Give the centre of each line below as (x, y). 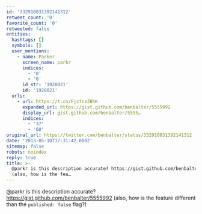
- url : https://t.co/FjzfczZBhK (57, 101)
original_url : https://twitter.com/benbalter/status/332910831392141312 (99, 135)
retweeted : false (28, 29)
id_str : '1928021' (45, 85)
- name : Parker (36, 57)
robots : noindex (26, 152)
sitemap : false (25, 146)
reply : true (21, 157)
